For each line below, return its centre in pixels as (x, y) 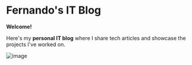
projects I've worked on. (36, 44)
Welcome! (19, 27)
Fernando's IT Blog (54, 10)
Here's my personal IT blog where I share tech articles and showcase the (96, 38)
